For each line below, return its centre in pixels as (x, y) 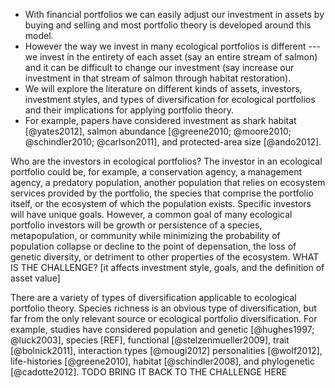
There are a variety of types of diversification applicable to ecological (153, 297)
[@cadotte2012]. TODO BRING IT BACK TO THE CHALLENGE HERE (149, 372)
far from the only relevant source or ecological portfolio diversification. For (164, 318)
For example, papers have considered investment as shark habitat (160, 120)
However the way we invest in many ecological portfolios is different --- (172, 46)
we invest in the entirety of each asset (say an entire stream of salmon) (171, 57)
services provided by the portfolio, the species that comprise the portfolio (162, 193)
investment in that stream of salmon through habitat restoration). (158, 78)
